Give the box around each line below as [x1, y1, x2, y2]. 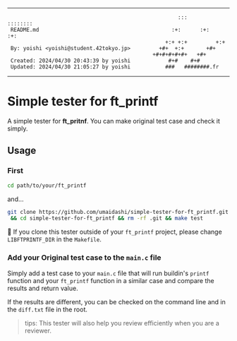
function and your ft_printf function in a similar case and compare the [7, 276, 214, 285]
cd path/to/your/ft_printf [7, 181, 87, 189]
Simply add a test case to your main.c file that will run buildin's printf [7, 269, 209, 277]
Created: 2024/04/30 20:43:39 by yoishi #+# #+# [10, 57, 200, 64]
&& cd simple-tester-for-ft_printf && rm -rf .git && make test [10, 215, 203, 222]
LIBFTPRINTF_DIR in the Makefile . [7, 235, 102, 244]
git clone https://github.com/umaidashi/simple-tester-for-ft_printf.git [7, 208, 229, 215]
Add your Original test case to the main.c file [7, 253, 162, 263]
